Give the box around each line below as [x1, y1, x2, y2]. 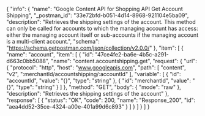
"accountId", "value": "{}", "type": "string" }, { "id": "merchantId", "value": [6, 77, 192, 84]
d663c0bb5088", [6, 58, 50, 64]
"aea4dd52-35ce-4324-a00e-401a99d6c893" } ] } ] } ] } [6, 103, 150, 110]
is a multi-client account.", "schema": [6, 38, 100, 45]
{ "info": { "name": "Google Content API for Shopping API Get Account [6, 6, 184, 12]
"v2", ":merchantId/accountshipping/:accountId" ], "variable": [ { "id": [6, 71, 181, 77]
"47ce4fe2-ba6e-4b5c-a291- [94, 51, 170, 58]
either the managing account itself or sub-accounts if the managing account [6, 31, 199, 39]
